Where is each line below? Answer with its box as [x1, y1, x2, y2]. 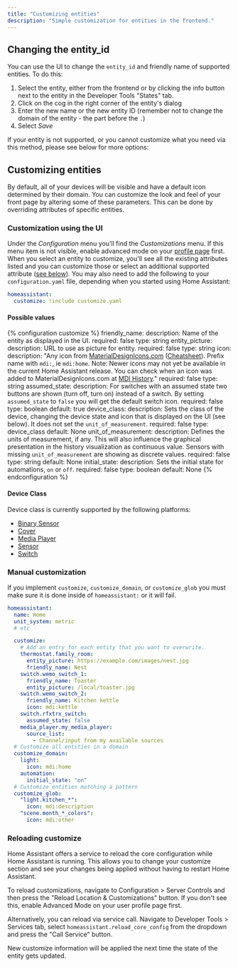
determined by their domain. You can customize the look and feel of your [7, 190, 221, 199]
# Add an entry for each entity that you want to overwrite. [20, 644, 205, 651]
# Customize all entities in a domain [13, 743, 129, 751]
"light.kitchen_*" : [20, 797, 78, 804]
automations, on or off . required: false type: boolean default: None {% [7, 465, 212, 474]
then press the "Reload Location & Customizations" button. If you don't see [7, 894, 227, 902]
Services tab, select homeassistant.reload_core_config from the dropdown [7, 923, 227, 931]
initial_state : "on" [26, 777, 87, 784]
